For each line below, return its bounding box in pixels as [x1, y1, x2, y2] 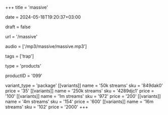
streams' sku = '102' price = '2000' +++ [5, 104, 88, 110]
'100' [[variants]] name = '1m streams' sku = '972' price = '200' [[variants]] [5, 93, 161, 99]
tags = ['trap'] [5, 53, 34, 59]
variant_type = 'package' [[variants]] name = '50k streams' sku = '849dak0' [5, 83, 163, 88]
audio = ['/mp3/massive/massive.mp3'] [5, 43, 87, 49]
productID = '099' [5, 73, 43, 79]
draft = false [5, 24, 31, 30]
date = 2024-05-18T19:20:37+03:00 [5, 14, 81, 20]
